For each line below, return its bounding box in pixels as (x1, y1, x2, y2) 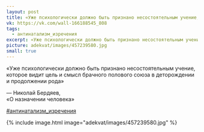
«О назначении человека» (6, 95, 75, 102)
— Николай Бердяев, (6, 89, 61, 96)
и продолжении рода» (6, 77, 64, 84)
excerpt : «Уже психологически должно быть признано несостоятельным (6, 37, 183, 43)
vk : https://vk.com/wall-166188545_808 (6, 20, 107, 26)
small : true (6, 48, 36, 54)
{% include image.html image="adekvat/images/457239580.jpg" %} (6, 119, 178, 126)
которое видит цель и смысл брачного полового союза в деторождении (6, 71, 195, 78)
